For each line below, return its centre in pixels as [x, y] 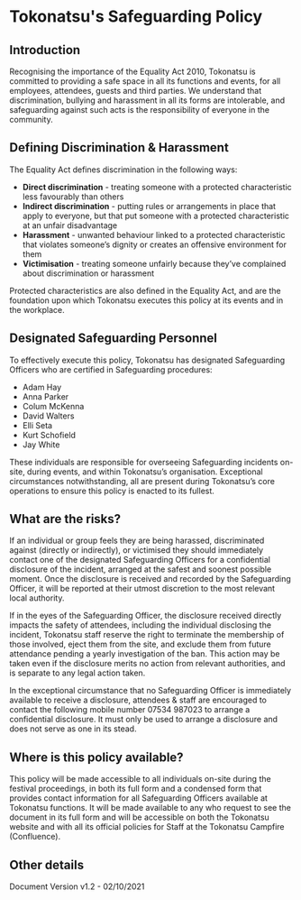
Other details [46, 864]
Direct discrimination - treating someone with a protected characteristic [157, 187]
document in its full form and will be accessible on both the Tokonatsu [140, 817]
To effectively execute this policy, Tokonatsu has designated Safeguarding [147, 360]
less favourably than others [73, 197]
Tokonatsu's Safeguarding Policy [136, 17]
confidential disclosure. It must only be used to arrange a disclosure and [143, 720]
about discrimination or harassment [88, 273]
